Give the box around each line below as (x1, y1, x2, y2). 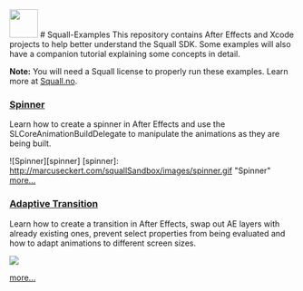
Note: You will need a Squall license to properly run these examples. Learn (9, 66, 288, 76)
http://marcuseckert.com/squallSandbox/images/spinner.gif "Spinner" (9, 165, 271, 176)
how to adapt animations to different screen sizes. (9, 238, 197, 248)
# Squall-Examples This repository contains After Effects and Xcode (39, 29, 295, 40)
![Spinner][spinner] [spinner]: (9, 156, 120, 167)
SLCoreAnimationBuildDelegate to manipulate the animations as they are (9, 129, 280, 140)
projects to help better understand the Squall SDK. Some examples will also (9, 39, 292, 49)
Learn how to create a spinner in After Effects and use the (9, 119, 226, 130)
